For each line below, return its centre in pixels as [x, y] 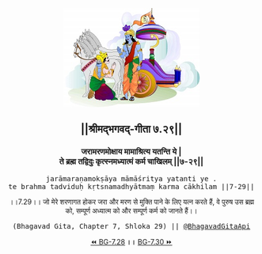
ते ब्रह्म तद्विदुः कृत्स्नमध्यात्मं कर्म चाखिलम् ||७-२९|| [131, 161]
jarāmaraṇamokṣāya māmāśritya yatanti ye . [131, 178]
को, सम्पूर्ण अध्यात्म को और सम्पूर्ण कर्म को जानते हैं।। [131, 210]
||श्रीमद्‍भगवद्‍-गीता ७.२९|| [131, 129]
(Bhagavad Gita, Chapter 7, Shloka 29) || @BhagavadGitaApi [131, 226]
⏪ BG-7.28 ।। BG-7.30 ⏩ [131, 241]
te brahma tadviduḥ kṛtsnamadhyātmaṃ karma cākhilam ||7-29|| [131, 186]
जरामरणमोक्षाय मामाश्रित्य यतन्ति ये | [131, 152]
